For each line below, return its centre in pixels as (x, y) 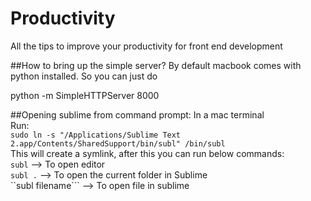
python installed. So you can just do (84, 76)
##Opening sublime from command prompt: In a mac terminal (137, 114)
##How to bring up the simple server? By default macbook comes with (156, 65)
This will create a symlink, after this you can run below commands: (147, 153)
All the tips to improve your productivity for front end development (146, 46)
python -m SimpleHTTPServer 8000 (85, 95)
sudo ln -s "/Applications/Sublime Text (96, 135)
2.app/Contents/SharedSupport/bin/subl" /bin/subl (118, 143)
